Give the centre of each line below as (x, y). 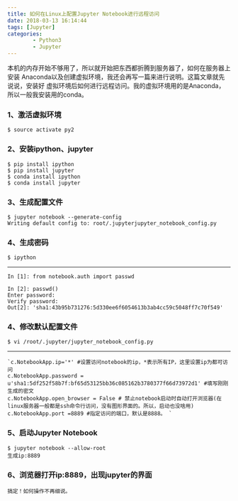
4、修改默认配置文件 (42, 327)
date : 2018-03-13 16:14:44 (47, 21)
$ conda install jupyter (44, 183)
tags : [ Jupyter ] (31, 27)
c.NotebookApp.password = (45, 376)
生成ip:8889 (24, 456)
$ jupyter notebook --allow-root (57, 448)
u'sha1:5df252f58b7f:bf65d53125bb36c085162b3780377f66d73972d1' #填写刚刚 (118, 384)
